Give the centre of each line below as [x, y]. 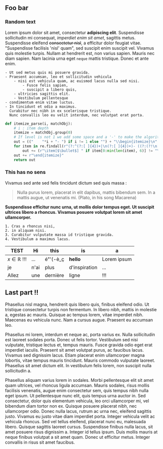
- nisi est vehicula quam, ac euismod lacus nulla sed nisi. [77, 81]
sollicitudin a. [18, 371]
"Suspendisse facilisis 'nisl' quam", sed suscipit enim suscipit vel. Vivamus [80, 48]
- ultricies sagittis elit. [42, 94]
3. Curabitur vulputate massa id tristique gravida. [59, 235]
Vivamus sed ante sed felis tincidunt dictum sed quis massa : [66, 183]
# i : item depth [31, 128]
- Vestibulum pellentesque [41, 98]
